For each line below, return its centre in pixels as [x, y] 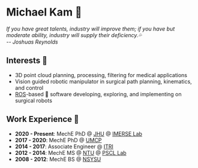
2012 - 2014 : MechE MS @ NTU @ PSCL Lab [71, 152]
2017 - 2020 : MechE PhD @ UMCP [58, 140]
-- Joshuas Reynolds [32, 42]
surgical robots [34, 100]
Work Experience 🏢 [43, 119]
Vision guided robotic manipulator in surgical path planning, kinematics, [103, 81]
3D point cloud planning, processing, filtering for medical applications [101, 75]
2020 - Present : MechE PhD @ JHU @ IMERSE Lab [79, 133]
